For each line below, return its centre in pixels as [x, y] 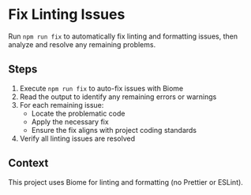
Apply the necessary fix [70, 121]
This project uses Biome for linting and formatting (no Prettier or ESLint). [126, 182]
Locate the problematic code [78, 113]
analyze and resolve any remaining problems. [82, 44]
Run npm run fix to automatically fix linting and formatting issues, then [123, 36]
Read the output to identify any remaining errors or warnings [118, 97]
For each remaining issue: [62, 105]
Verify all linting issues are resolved [77, 138]
